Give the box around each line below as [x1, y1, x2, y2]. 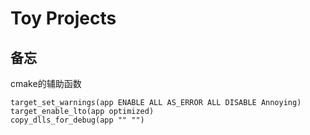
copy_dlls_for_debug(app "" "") [10, 115, 145, 125]
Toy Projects [10, 7, 117, 30]
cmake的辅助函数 [10, 78, 82, 89]
